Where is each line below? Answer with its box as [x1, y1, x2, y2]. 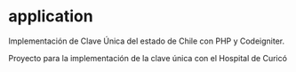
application [8, 6, 94, 27]
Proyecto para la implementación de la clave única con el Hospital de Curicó [8, 52, 288, 63]
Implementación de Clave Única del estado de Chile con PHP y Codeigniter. [8, 36, 285, 46]
